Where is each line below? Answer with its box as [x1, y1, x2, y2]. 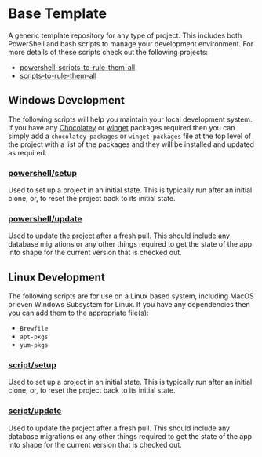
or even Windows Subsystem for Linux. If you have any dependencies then [8, 300, 250, 309]
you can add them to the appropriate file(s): [8, 308, 149, 318]
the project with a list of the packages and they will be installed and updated [8, 139, 255, 149]
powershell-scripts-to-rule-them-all [19, 62, 136, 71]
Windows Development [8, 93, 126, 107]
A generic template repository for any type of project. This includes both [8, 31, 242, 40]
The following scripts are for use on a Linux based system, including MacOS [8, 291, 255, 301]
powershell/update [8, 213, 82, 224]
